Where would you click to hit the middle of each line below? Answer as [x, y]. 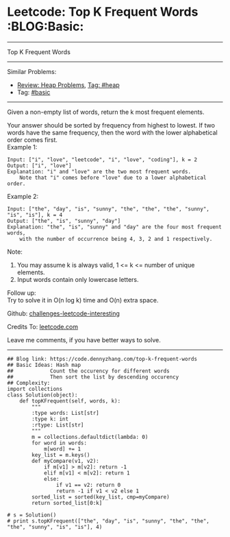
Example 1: [22, 147]
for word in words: [60, 443]
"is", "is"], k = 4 [35, 215]
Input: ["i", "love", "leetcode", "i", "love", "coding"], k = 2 [102, 159]
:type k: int [50, 419]
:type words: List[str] [65, 413]
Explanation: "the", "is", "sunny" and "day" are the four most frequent [115, 227]
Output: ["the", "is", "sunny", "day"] [64, 221]
